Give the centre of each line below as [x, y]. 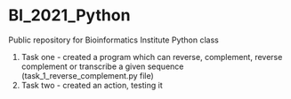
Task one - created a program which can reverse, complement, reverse [152, 57]
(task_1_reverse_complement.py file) [88, 75]
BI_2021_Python [69, 15]
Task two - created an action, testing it [92, 85]
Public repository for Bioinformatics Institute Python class [113, 40]
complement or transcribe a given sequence [102, 66]
